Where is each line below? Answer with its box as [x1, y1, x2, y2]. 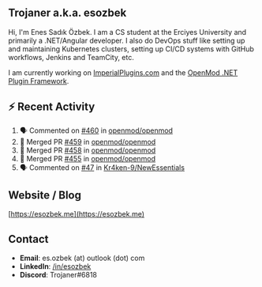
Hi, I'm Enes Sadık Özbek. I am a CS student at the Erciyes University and [8, 27, 247, 36]
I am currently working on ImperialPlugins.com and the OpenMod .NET [8, 67, 238, 77]
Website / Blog [8, 189, 81, 202]
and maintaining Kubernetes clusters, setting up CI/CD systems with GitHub [8, 43, 255, 54]
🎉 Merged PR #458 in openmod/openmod [19, 145, 156, 155]
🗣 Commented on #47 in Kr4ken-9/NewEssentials [19, 162, 185, 172]
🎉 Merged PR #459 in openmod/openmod [19, 137, 156, 146]
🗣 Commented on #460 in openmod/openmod [19, 126, 174, 135]
